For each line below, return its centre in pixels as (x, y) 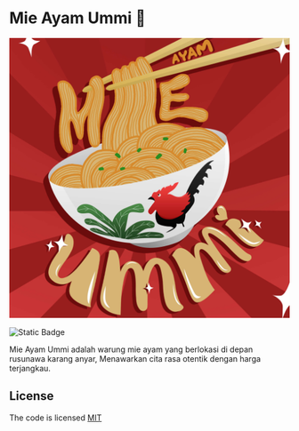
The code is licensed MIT (56, 418)
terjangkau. (30, 368)
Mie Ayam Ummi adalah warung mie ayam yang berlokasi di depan (131, 349)
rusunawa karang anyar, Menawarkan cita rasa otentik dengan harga (135, 358)
